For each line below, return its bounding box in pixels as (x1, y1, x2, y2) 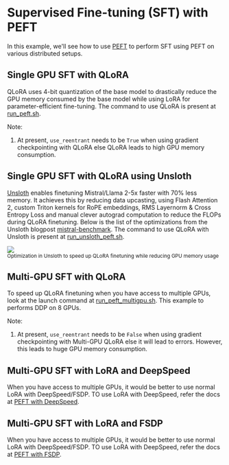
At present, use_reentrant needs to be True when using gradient (16, 136, 199, 144)
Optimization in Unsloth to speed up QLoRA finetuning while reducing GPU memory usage (7, 252, 219, 259)
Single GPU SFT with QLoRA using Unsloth (7, 170, 192, 182)
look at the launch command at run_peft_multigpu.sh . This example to (7, 296, 204, 305)
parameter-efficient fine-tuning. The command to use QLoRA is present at (7, 102, 216, 110)
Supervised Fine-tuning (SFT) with (7, 5, 208, 21)
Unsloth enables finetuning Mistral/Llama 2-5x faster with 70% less (7, 189, 197, 197)
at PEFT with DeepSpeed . (7, 398, 80, 406)
